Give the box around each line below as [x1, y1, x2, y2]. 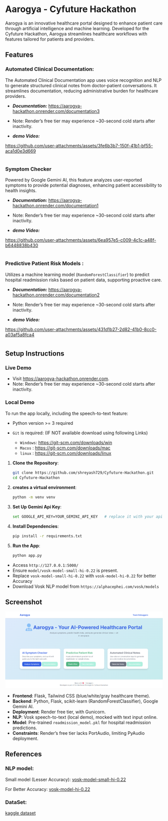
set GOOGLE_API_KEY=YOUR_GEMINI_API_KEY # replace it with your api [12, 514, 163, 520]
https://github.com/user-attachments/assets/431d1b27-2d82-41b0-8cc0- [5, 326, 157, 332]
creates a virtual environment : [12, 484, 76, 490]
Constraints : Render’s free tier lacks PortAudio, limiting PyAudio [12, 730, 145, 736]
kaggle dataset [5, 810, 36, 816]
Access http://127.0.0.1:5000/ [12, 562, 78, 568]
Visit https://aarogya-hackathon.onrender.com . [12, 376, 109, 382]
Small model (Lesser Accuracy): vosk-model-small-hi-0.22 [5, 776, 126, 782]
